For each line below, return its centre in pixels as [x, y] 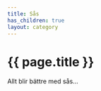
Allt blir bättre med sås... [43, 81]
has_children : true [36, 20]
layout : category [33, 27]
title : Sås [23, 14]
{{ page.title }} [51, 62]
